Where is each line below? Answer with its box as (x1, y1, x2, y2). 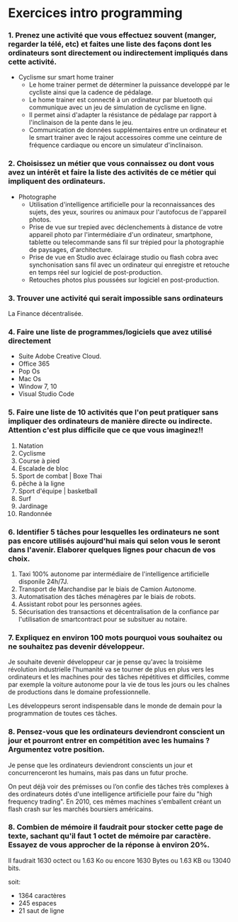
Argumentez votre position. (8, 745, 105, 754)
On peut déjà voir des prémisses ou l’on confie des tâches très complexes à (8, 782, 229, 791)
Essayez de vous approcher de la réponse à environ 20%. (8, 840, 210, 850)
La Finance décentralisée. (8, 309, 84, 318)
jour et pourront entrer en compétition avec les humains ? (8, 736, 210, 746)
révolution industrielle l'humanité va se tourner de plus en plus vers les (8, 665, 215, 674)
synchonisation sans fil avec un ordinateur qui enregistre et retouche (28, 260, 229, 269)
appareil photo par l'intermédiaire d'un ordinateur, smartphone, (28, 230, 213, 238)
